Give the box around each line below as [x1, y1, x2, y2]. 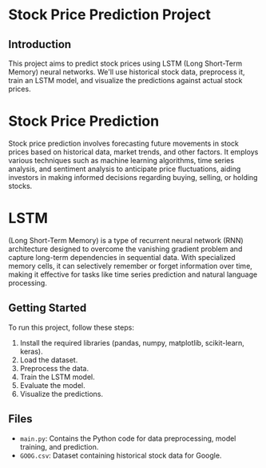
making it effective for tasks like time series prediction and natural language [8, 270, 258, 279]
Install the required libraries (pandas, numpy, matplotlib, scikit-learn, [19, 338, 245, 347]
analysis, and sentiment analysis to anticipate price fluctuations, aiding [8, 164, 241, 174]
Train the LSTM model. [19, 372, 95, 382]
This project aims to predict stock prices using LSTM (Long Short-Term [8, 58, 242, 68]
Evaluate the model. [19, 380, 85, 390]
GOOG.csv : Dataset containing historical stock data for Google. [19, 450, 222, 460]
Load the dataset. [19, 354, 78, 365]
